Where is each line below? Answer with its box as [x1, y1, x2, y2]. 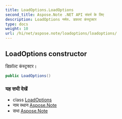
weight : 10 [5, 26, 28, 31]
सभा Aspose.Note [12, 107, 48, 114]
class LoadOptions [12, 97, 52, 103]
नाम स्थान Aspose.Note [12, 102, 57, 108]
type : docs [5, 21, 28, 27]
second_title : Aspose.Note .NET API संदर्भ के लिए [5, 12, 104, 17]
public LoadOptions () [5, 73, 51, 78]
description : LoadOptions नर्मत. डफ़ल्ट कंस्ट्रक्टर [5, 17, 97, 22]
